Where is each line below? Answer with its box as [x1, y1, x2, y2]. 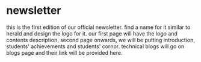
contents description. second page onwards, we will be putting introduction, [6, 36, 196, 43]
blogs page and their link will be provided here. [6, 49, 123, 56]
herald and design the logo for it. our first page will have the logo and [6, 29, 178, 37]
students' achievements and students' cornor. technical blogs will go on [6, 43, 185, 50]
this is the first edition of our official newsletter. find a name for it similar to [6, 23, 191, 31]
